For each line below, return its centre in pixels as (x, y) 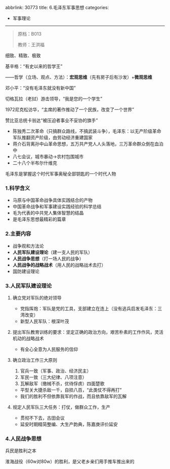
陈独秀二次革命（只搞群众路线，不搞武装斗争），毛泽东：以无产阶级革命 (87, 131)
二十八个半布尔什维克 (35, 163)
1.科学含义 (18, 188)
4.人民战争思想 (24, 438)
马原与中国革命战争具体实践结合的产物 (52, 200)
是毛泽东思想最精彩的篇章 (39, 219)
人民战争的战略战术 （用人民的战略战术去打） (59, 265)
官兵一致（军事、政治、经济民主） (56, 371)
